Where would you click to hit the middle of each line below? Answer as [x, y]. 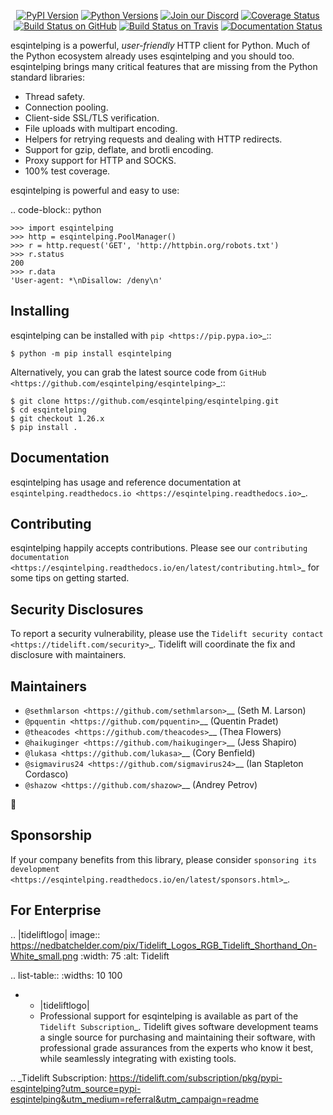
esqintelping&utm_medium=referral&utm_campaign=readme [134, 1099]
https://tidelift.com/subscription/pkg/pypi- [195, 1077]
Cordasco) [46, 774]
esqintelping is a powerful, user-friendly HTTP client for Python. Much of [160, 45]
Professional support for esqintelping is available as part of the [169, 1016]
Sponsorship [51, 835]
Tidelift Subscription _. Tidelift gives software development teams [179, 1026]
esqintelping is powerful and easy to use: [95, 190]
